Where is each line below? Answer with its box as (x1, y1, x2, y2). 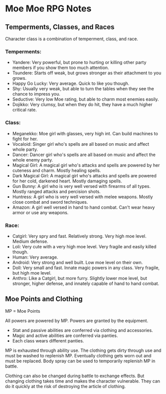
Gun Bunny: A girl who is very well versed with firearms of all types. (12, 183, 151, 189)
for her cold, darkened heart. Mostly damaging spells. (12, 178, 122, 184)
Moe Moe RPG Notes (5, 3, 92, 14)
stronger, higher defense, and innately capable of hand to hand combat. (12, 281, 160, 286)
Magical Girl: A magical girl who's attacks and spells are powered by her (12, 162, 160, 168)
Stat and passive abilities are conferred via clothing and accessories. (12, 327, 153, 333)
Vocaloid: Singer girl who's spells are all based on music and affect (12, 141, 150, 147)
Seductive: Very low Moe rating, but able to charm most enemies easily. (12, 96, 159, 102)
